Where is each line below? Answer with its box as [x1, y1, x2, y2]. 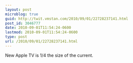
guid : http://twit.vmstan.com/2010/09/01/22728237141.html [5, 16, 129, 21]
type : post [5, 35, 27, 40]
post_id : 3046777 [5, 21, 41, 26]
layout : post [5, 7, 32, 12]
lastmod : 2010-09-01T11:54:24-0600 [5, 30, 78, 35]
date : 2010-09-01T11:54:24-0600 [5, 25, 71, 30]
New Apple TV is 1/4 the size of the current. [5, 52, 93, 58]
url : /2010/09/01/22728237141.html [5, 39, 78, 44]
